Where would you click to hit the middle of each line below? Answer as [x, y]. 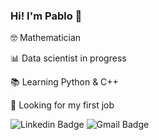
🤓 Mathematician [46, 38]
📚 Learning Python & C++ [64, 82]
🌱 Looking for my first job [62, 105]
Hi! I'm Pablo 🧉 [46, 16]
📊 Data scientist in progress [68, 58]
